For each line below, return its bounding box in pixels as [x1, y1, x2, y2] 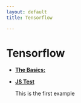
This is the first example [15, 90, 75, 98]
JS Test [15, 78, 35, 85]
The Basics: [15, 66, 46, 74]
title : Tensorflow [6, 15, 53, 21]
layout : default [6, 9, 47, 15]
